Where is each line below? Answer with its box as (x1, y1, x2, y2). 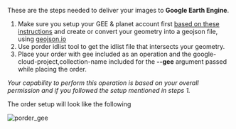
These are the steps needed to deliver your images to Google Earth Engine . (7, 6, 230, 14)
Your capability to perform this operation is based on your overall (7, 79, 199, 87)
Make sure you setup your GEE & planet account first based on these (17, 20, 220, 28)
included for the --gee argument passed (108, 57, 227, 66)
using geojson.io (17, 35, 67, 43)
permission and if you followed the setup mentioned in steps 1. (7, 86, 191, 94)
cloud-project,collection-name (17, 57, 108, 66)
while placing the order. (17, 65, 87, 73)
